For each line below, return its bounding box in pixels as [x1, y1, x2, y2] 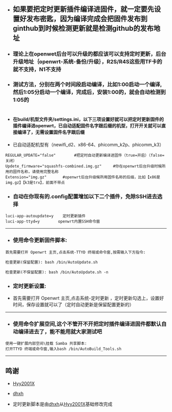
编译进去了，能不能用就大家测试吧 [18, 328, 102, 335]
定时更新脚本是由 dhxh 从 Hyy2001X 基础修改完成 [12, 401, 113, 407]
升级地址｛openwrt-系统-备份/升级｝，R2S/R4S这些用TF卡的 [12, 58, 162, 65]
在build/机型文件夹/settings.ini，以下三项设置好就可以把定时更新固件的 [12, 116, 164, 122]
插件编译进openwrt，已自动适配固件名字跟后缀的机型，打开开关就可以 [12, 123, 162, 129]
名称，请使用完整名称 [20, 169, 59, 175]
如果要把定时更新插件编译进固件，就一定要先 [12, 5, 155, 14]
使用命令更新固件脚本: [12, 237, 68, 244]
